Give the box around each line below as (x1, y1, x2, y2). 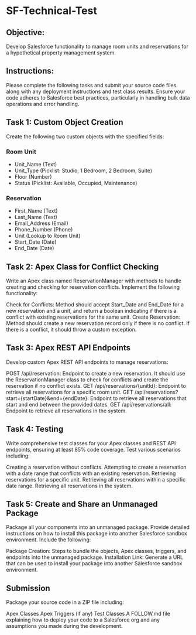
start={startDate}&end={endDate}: (6, 394, 90, 402)
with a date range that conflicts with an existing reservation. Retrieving (6, 470, 176, 477)
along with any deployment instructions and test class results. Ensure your (6, 88, 185, 95)
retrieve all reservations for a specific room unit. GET (6, 388, 133, 395)
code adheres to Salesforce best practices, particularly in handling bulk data (6, 94, 190, 101)
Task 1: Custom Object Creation (6, 117, 123, 127)
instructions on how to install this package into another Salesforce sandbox (6, 530, 187, 537)
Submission (6, 583, 51, 593)
